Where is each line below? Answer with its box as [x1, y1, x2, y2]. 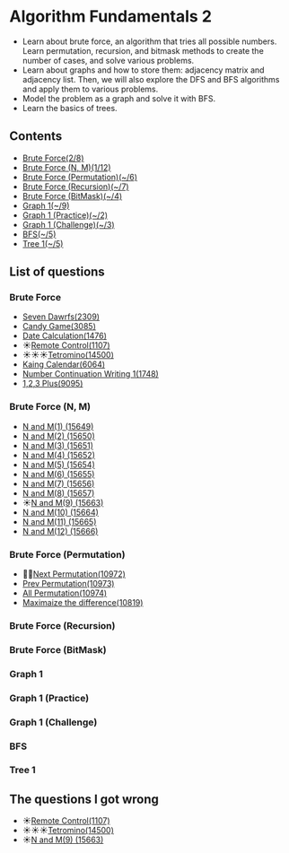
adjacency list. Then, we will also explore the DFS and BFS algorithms [22, 74, 280, 84]
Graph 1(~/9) [22, 200, 70, 211]
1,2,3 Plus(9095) [22, 379, 83, 389]
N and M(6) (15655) [22, 468, 95, 479]
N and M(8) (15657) [22, 487, 95, 499]
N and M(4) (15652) [22, 449, 96, 460]
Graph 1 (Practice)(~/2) [22, 209, 109, 221]
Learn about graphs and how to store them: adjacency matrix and [22, 65, 265, 75]
